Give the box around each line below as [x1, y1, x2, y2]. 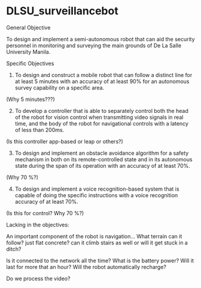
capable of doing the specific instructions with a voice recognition [14, 191, 178, 198]
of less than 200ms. [14, 126, 65, 133]
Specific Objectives [6, 60, 54, 67]
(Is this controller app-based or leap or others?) [6, 137, 124, 145]
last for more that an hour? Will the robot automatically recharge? [6, 263, 166, 270]
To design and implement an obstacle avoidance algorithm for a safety [14, 149, 189, 157]
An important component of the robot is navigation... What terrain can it [6, 232, 182, 240]
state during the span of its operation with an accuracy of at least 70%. [14, 162, 190, 169]
